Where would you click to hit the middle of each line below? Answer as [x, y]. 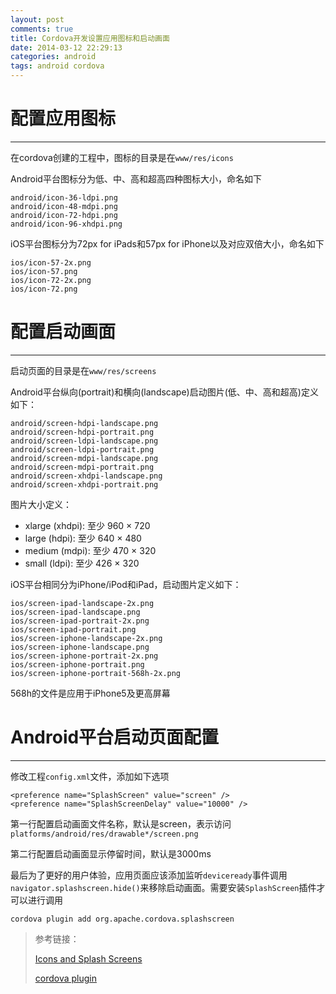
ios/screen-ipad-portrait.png [73, 629]
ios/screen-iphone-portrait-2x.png [84, 656]
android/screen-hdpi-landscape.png [84, 423]
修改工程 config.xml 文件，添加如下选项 [90, 776]
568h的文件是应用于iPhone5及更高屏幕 [90, 693]
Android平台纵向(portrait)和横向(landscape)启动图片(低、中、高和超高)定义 [164, 392]
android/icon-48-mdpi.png [64, 206]
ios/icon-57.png [44, 271]
